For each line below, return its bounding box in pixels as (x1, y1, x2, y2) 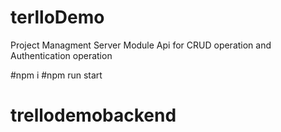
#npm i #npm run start (10, 69, 103, 81)
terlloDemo (10, 6, 105, 29)
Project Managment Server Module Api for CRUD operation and (10, 39, 272, 51)
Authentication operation (10, 49, 113, 61)
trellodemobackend (10, 104, 177, 127)
